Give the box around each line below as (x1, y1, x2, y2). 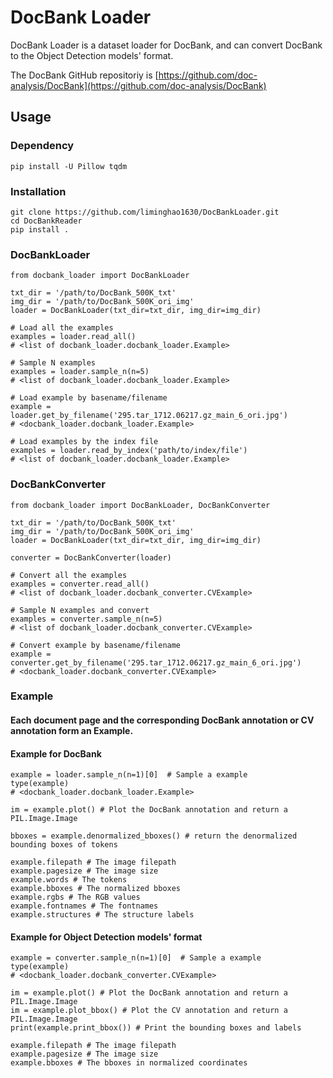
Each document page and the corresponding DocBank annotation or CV (10, 714, 315, 726)
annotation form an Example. (10, 725, 134, 737)
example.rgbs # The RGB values (10, 892, 141, 903)
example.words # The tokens (10, 875, 128, 885)
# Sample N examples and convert (10, 605, 150, 615)
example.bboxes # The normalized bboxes (10, 884, 182, 894)
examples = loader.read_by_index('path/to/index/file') (10, 446, 248, 456)
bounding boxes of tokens (10, 840, 118, 850)
